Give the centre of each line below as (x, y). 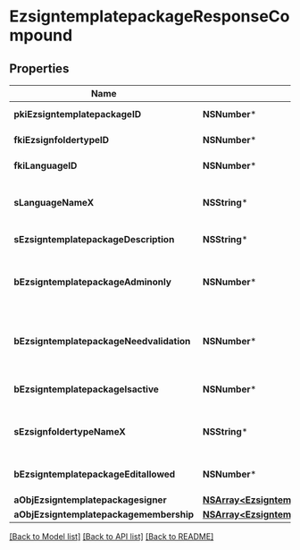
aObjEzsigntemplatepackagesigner (90, 500)
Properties (39, 68)
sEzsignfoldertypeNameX (70, 432)
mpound (41, 35)
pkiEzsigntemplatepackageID (77, 114)
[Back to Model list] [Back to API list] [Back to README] (112, 537)
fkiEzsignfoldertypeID (62, 140)
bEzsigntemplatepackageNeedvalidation (102, 341)
